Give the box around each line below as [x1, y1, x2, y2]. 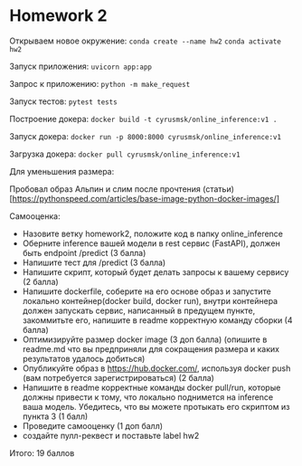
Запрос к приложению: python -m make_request [9, 78, 191, 89]
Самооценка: [9, 210, 61, 222]
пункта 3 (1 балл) [22, 411, 89, 422]
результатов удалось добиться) [22, 353, 146, 364]
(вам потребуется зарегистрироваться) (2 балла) [22, 372, 215, 383]
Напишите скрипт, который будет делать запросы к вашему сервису [22, 266, 289, 277]
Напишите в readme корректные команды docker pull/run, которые [22, 382, 281, 393]
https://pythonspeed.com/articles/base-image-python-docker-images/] [12, 193, 280, 204]
